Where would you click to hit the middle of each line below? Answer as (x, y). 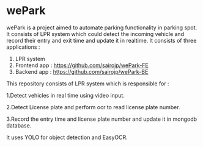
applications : (23, 47)
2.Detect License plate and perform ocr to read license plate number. (93, 107)
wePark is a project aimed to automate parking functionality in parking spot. (102, 27)
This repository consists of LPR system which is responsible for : (88, 84)
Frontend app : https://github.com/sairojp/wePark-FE (82, 65)
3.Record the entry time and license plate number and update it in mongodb (102, 119)
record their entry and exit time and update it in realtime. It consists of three (102, 40)
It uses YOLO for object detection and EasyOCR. (67, 137)
